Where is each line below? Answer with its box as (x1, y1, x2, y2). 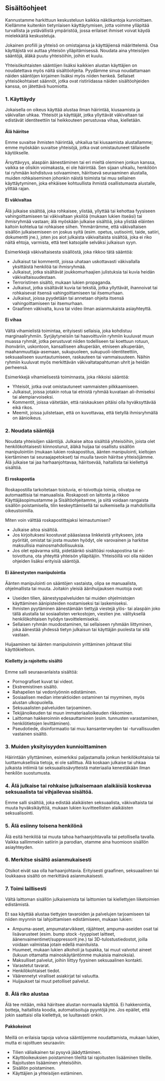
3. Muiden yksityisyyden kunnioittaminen (5, 743, 107, 750)
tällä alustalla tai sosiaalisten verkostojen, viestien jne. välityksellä (12, 611, 146, 617)
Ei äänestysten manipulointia (5, 569, 66, 575)
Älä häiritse (5, 128, 30, 135)
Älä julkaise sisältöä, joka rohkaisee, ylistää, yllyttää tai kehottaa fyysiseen (5, 208, 156, 214)
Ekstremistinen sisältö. (12, 683, 58, 689)
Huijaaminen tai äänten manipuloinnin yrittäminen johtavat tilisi (5, 642, 132, 647)
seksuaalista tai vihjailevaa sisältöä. (5, 788, 94, 795)
